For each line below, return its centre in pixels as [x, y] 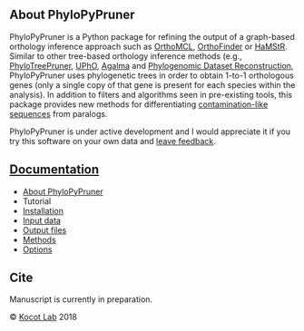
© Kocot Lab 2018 [43, 317]
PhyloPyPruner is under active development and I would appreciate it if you [150, 131]
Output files [44, 229]
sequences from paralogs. [59, 113]
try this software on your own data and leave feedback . [113, 141]
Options [37, 249]
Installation [43, 210]
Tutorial [37, 201]
